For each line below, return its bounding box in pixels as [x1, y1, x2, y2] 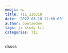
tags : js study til [5, 26, 45, 30]
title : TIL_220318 [5, 12, 42, 17]
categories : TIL [5, 30, 38, 35]
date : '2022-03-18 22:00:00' [5, 16, 64, 21]
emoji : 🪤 [5, 7, 24, 12]
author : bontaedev [5, 21, 42, 26]
